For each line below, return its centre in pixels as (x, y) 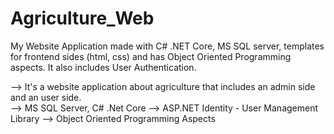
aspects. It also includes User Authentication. (103, 67)
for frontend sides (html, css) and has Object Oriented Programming (151, 56)
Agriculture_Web (82, 18)
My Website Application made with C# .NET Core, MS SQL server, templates (167, 46)
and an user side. (46, 97)
